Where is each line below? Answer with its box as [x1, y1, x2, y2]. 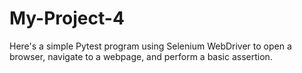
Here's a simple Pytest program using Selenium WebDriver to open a [9, 40, 292, 52]
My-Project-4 [9, 7, 125, 30]
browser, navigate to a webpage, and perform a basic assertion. [9, 50, 273, 62]
